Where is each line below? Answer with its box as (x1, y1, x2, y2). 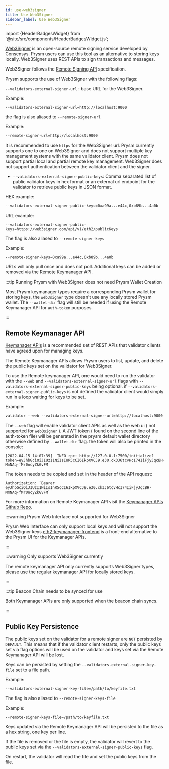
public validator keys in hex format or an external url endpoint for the (12, 179, 155, 185)
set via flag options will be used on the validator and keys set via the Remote (5, 647, 164, 652)
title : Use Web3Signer (5, 12, 53, 17)
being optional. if (92, 383, 127, 389)
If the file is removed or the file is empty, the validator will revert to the (5, 739, 150, 744)
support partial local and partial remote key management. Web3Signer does (5, 158, 162, 164)
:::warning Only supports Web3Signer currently (5, 553, 103, 560)
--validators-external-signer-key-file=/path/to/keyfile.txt (5, 686, 136, 691)
